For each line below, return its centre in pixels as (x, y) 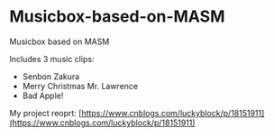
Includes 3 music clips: (52, 59)
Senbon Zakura (51, 76)
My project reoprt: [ (46, 113)
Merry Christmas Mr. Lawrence (80, 86)
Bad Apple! (43, 96)
